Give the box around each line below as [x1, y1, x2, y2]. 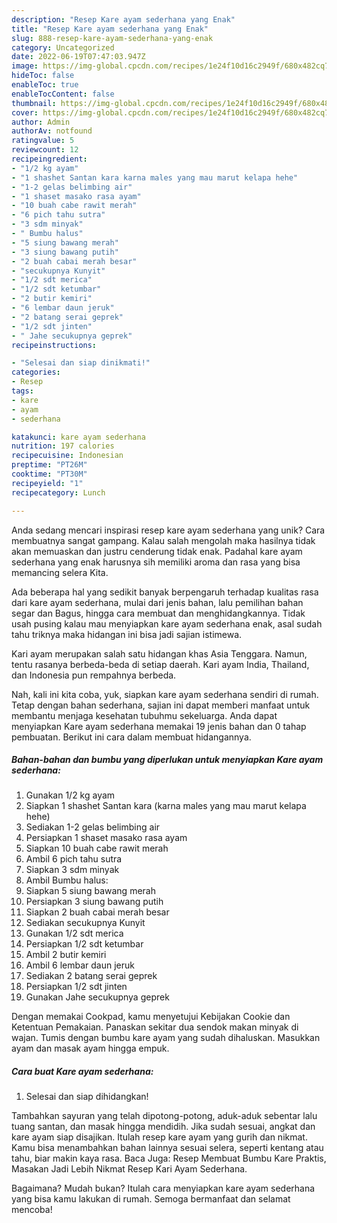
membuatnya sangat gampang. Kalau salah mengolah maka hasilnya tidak [11, 534, 316, 546]
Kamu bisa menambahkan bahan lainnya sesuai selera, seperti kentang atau [11, 1142, 324, 1154]
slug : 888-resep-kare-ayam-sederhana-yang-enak [11, 33, 214, 43]
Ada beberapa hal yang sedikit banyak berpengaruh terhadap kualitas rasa [11, 586, 319, 598]
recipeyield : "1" [11, 478, 84, 488]
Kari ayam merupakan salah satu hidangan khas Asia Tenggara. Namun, [11, 647, 308, 660]
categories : [11, 367, 61, 378]
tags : [11, 386, 34, 396]
